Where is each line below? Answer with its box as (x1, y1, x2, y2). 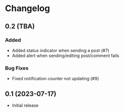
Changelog (5, 3, 50, 14)
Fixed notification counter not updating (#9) (12, 76, 99, 82)
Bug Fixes (5, 65, 29, 71)
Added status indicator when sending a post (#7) (12, 47, 110, 53)
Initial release (12, 102, 39, 108)
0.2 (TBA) (5, 22, 35, 30)
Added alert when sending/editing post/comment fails (12, 53, 120, 58)
